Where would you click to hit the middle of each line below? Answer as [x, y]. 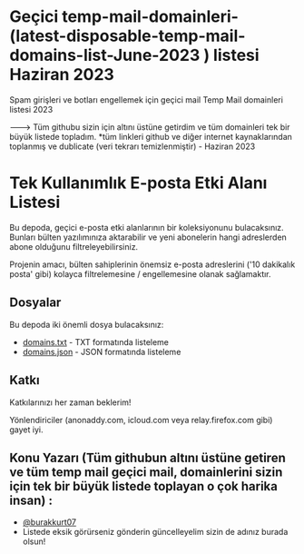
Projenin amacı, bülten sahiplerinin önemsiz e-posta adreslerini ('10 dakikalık [152, 264]
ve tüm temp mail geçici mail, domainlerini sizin [146, 472]
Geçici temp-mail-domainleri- [124, 17]
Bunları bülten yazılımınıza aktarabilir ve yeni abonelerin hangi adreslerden [148, 237]
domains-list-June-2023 [105, 55]
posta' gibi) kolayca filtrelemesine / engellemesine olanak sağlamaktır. [140, 273]
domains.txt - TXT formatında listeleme [96, 341]
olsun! [34, 541]
